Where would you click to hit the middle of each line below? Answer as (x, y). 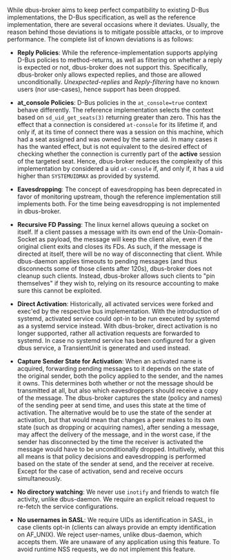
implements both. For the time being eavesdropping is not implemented (119, 204)
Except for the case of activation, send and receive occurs (100, 471)
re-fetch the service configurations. (68, 507)
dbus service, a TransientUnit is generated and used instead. (104, 348)
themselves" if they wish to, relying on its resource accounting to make (118, 283)
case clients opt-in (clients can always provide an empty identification (117, 527)
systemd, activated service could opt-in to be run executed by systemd (118, 319)
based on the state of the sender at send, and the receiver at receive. (115, 464)
